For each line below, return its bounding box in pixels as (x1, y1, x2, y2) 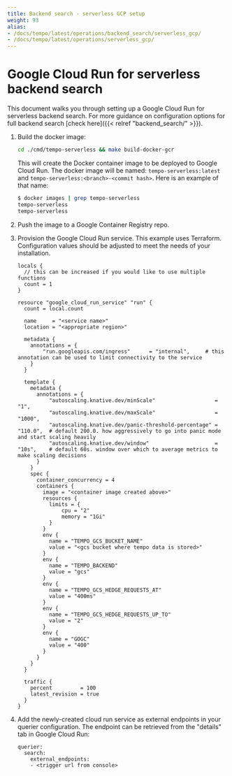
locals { (17, 262, 43, 269)
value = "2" (48, 617, 84, 624)
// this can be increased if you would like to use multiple (24, 268, 206, 275)
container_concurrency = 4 (36, 476, 115, 483)
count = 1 (24, 280, 52, 287)
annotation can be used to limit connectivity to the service (17, 354, 203, 361)
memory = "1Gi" (61, 513, 106, 520)
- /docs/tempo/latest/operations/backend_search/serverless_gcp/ (7, 29, 201, 37)
